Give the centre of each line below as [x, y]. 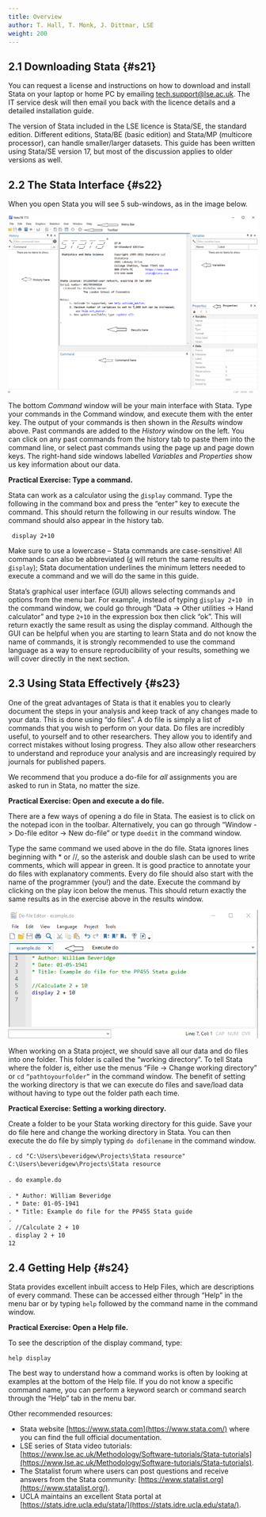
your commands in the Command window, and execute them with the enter [131, 414]
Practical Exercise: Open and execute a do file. [86, 801]
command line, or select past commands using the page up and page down [131, 447]
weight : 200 [28, 33]
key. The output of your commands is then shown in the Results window [125, 422]
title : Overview [35, 17]
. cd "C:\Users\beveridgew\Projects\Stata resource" [97, 1156]
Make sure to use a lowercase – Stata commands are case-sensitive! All [125, 550]
